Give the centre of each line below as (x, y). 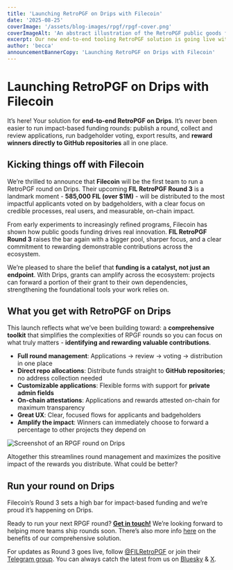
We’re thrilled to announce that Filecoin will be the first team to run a (105, 181)
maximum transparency (51, 408)
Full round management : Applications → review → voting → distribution (120, 356)
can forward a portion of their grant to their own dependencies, (98, 282)
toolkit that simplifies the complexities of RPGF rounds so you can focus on (115, 335)
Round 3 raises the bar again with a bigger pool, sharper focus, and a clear (114, 239)
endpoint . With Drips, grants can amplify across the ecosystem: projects (111, 274)
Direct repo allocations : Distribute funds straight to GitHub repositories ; (121, 371)
